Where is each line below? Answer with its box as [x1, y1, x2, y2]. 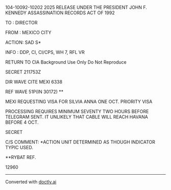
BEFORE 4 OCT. [5, 119, 39, 125]
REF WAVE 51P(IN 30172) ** [5, 89, 64, 95]
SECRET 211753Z [5, 69, 41, 75]
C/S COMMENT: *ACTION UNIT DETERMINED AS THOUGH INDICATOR [5, 139, 155, 145]
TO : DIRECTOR [5, 20, 38, 25]
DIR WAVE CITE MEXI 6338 [5, 79, 63, 85]
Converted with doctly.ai [5, 179, 57, 185]
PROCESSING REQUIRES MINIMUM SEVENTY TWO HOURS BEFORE [5, 108, 149, 114]
